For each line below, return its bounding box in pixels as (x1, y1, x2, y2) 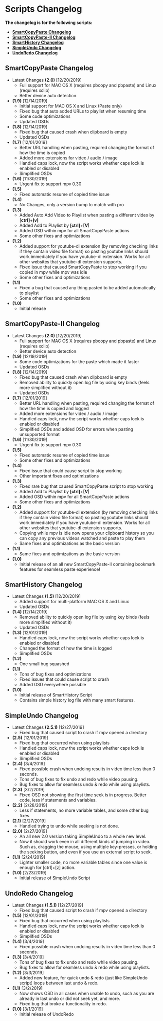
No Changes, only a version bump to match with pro (19, 201, 124, 207)
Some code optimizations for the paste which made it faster (19, 358, 140, 365)
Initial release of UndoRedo (19, 1011, 74, 1017)
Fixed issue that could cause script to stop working (19, 468, 122, 474)
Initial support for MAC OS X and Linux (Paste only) (19, 103, 122, 109)
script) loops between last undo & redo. (19, 980, 99, 986)
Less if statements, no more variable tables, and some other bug (19, 807, 149, 813)
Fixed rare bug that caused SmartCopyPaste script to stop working (19, 483, 154, 489)
